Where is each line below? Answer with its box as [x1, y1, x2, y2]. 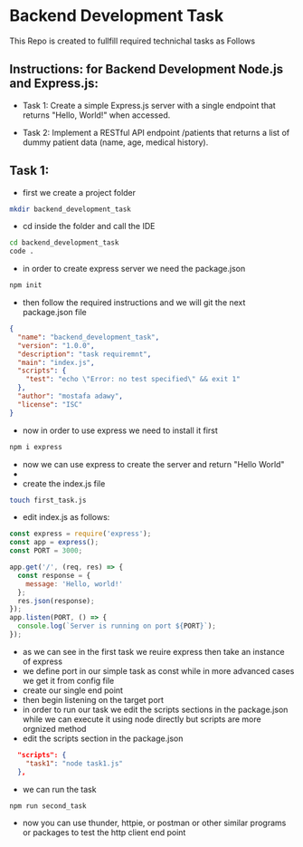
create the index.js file [22, 477, 106, 489]
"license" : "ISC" [17, 399, 83, 409]
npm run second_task [9, 801, 88, 811]
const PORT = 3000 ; [9, 546, 83, 555]
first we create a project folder [22, 187, 137, 197]
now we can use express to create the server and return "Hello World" [22, 458, 285, 469]
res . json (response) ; [17, 596, 95, 605]
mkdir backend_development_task [9, 205, 131, 214]
